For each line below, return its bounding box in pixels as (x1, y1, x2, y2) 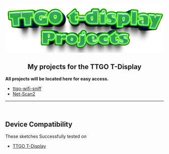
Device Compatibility (5, 120, 73, 128)
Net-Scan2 (12, 91, 36, 97)
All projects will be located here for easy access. (5, 76, 109, 82)
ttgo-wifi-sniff (12, 86, 42, 92)
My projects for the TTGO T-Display (27, 62, 142, 71)
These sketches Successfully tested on (5, 133, 87, 139)
